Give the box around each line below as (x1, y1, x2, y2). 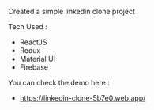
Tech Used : (8, 22, 47, 31)
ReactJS (19, 37, 47, 47)
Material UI (19, 55, 56, 63)
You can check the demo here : (8, 78, 111, 87)
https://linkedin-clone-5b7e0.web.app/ (19, 93, 146, 102)
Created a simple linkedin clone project (8, 7, 136, 16)
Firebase (19, 63, 49, 72)
